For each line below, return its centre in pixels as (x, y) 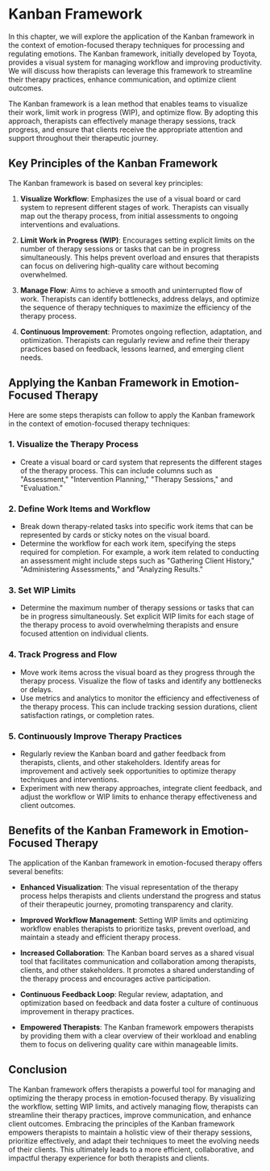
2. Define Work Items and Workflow (79, 509)
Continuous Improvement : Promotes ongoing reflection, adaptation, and (141, 332)
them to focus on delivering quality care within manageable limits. (129, 1044)
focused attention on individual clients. (84, 634)
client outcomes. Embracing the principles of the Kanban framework (122, 1123)
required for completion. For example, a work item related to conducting (139, 552)
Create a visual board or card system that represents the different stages (141, 462)
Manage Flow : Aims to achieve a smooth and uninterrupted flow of (131, 290)
